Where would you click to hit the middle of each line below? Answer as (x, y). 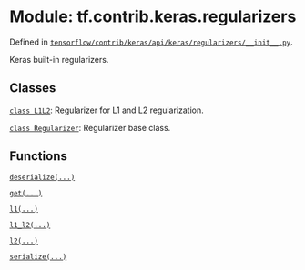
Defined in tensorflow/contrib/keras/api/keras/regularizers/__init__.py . (151, 42)
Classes (33, 88)
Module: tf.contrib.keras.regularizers (153, 17)
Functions (39, 156)
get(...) (26, 193)
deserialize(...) (42, 177)
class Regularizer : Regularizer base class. (90, 127)
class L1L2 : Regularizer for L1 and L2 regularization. (107, 110)
